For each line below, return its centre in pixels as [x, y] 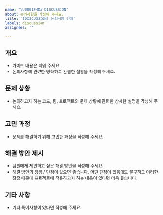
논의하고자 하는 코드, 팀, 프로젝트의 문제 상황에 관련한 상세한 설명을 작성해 [82, 101]
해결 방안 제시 [24, 153]
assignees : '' [20, 28]
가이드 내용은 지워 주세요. [36, 65]
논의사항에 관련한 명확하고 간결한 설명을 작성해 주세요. [64, 72]
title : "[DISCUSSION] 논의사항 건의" [40, 18]
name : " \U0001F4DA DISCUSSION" [37, 9]
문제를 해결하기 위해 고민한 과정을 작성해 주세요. [58, 136]
